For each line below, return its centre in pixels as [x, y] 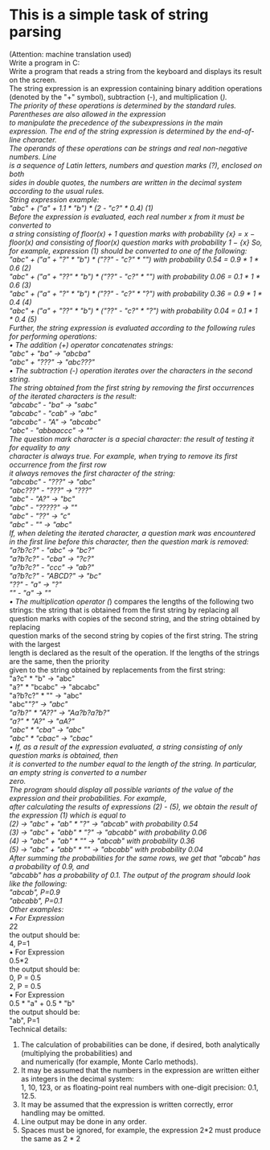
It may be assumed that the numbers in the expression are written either [140, 1070]
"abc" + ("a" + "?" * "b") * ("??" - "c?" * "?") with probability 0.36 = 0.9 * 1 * [136, 293]
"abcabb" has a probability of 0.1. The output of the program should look [130, 875]
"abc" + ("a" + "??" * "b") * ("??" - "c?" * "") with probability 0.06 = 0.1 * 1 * [135, 276]
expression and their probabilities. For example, [88, 798]
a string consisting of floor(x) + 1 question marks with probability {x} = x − [132, 233]
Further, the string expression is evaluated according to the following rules [132, 328]
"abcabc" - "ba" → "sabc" [53, 405]
